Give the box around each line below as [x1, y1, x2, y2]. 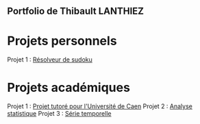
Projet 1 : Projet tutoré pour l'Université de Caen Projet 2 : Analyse [7, 102, 193, 110]
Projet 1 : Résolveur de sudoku [7, 55, 92, 64]
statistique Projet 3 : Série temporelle [7, 110, 112, 118]
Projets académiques [7, 79, 130, 95]
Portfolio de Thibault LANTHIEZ [7, 5, 145, 17]
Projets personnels [7, 33, 118, 49]
